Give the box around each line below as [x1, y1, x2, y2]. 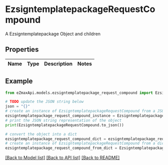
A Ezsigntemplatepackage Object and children [5, 31, 101, 37]
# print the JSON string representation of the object [5, 118, 122, 123]
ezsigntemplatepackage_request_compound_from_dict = [5, 145, 117, 151]
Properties [5, 45, 39, 54]
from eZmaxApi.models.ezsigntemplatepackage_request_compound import [5, 90, 153, 95]
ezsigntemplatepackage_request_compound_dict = [5, 136, 106, 141]
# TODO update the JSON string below [5, 99, 84, 104]
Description [44, 60, 72, 67]
